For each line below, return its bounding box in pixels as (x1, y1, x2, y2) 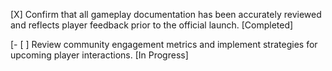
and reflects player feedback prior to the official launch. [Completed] (10, 19, 294, 31)
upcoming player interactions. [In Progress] (10, 49, 189, 61)
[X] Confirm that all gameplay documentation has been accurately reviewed (10, 9, 322, 20)
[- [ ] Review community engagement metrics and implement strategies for (10, 39, 318, 50)
